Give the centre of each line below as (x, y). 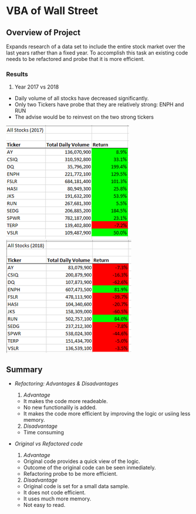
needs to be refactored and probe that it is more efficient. (75, 59)
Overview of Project (43, 33)
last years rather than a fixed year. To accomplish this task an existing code (97, 53)
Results (17, 74)
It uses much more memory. (57, 499)
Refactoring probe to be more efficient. (70, 474)
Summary (24, 369)
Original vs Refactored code (49, 444)
